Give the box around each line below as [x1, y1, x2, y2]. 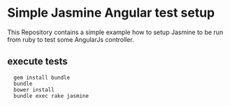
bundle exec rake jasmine [13, 92, 89, 99]
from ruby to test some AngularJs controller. [7, 35, 134, 43]
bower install [13, 86, 55, 93]
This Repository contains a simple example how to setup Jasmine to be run [7, 28, 224, 36]
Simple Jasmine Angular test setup [7, 5, 215, 21]
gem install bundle [13, 74, 71, 81]
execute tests [7, 56, 68, 68]
